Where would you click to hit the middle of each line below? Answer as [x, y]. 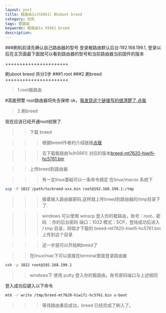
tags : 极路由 [17, 24]
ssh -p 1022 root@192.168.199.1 [38, 265]
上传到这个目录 [57, 235]
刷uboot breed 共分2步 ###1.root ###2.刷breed [54, 74]
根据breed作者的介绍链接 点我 [72, 143]
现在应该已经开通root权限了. [34, 121]
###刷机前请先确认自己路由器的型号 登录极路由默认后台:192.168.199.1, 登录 [81, 47]
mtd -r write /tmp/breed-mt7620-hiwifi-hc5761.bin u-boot [66, 295]
